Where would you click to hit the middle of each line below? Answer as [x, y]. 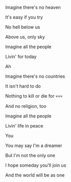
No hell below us [23, 27]
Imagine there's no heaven [33, 7]
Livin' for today [21, 56]
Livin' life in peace [24, 126]
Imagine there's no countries [35, 76]
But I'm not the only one [30, 155]
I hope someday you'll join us [36, 165]
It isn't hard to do [23, 86]
